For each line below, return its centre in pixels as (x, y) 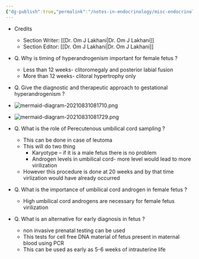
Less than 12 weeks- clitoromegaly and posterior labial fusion (98, 70)
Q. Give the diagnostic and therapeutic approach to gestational (91, 88)
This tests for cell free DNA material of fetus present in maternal (101, 236)
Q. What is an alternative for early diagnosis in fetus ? (79, 219)
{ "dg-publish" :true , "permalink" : (47, 12)
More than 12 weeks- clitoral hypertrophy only (79, 76)
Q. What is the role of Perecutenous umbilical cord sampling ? (90, 128)
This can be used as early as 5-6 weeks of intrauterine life (94, 249)
